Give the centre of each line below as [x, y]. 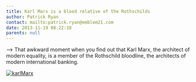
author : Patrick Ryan [32, 17]
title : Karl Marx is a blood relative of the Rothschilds [78, 11]
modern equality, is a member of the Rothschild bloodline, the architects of [96, 56]
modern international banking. [42, 62]
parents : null [23, 33]
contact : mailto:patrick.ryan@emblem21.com [60, 22]
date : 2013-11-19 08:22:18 [39, 28]
